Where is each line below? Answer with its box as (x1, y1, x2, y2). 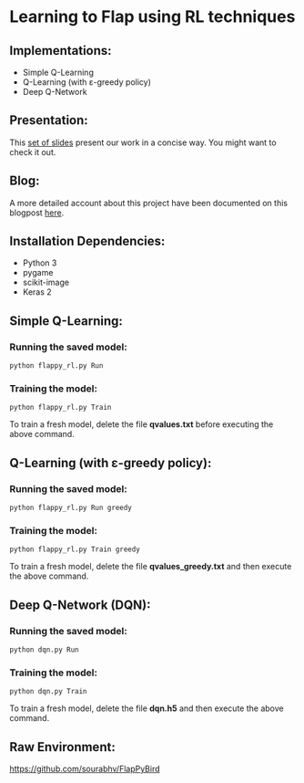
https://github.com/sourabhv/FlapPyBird (9, 764, 161, 775)
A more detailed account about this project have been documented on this (9, 197, 289, 208)
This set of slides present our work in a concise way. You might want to (9, 137, 277, 148)
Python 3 (22, 257, 57, 268)
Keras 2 (22, 287, 52, 298)
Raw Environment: (9, 739, 116, 755)
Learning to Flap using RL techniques (9, 6, 296, 27)
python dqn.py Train (9, 687, 88, 696)
